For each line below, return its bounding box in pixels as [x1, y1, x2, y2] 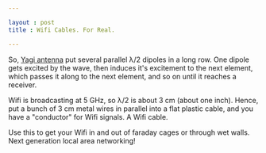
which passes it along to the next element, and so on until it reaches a [8, 71, 237, 81]
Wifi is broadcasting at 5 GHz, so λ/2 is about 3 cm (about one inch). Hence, [8, 95, 259, 105]
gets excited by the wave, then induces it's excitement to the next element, [8, 63, 253, 72]
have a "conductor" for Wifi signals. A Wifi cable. [8, 112, 168, 121]
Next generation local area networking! [8, 136, 137, 145]
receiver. [8, 80, 37, 90]
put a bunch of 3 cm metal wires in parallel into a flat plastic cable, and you [8, 104, 254, 113]
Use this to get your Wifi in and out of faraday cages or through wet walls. [8, 128, 250, 137]
